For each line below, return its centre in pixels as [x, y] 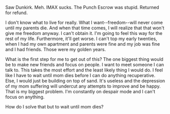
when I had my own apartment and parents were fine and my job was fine [83, 44]
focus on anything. [25, 97]
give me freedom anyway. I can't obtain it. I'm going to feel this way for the [84, 33]
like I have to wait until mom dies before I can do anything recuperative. [80, 75]
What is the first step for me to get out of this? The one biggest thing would [84, 59]
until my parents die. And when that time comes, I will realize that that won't [85, 28]
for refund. [17, 13]
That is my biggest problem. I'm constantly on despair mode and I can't [80, 91]
